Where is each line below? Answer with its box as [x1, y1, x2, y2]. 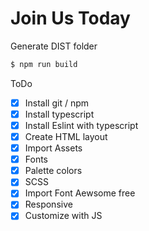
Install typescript [24, 108, 95, 120]
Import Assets [24, 142, 83, 154]
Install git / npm [24, 97, 90, 109]
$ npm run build [10, 59, 78, 69]
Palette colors [24, 165, 83, 177]
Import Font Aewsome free [24, 187, 136, 199]
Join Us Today [10, 7, 131, 30]
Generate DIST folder [10, 40, 98, 52]
